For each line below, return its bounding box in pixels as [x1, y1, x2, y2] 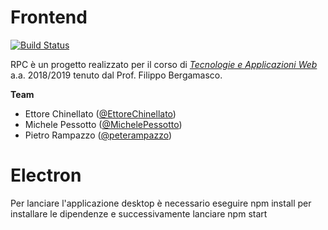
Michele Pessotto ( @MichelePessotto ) [24, 118, 183, 130]
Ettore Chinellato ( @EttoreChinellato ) [24, 107, 177, 120]
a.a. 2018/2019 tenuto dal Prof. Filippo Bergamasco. [10, 69, 223, 81]
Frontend [10, 6, 88, 29]
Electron [10, 164, 82, 187]
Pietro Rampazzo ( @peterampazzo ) [24, 129, 173, 141]
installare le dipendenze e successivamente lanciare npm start [10, 207, 268, 220]
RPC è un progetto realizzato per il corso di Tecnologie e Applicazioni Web [10, 58, 318, 70]
